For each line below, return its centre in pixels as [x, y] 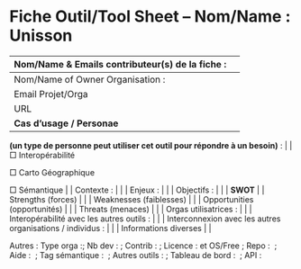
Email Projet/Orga [51, 94]
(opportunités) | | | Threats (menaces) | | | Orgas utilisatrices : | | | [131, 209]
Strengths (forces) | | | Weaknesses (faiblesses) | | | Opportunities [132, 199]
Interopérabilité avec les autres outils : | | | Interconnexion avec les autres [145, 219]
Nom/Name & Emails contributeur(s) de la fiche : [120, 64]
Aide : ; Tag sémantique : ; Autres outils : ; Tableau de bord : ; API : [136, 255]
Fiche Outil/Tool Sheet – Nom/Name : [150, 17]
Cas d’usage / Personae [66, 123]
